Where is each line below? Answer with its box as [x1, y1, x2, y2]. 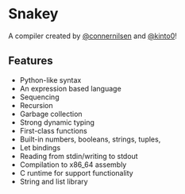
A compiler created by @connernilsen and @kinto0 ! [8, 31, 177, 41]
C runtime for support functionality [19, 168, 133, 177]
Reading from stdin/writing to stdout [19, 151, 138, 161]
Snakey [8, 5, 59, 23]
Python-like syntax [19, 75, 82, 84]
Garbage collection [19, 109, 83, 118]
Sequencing [19, 92, 60, 102]
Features [8, 54, 53, 68]
